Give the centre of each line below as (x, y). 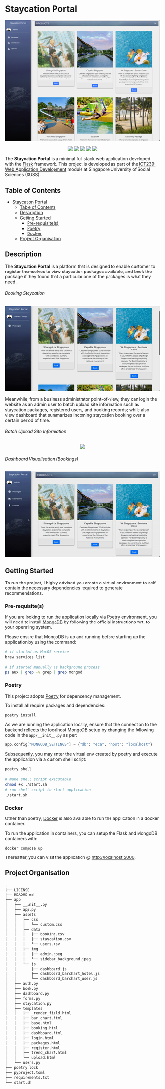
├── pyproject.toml (25, 1072)
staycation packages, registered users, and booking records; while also (77, 410)
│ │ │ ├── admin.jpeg (34, 954)
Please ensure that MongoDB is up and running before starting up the (75, 637)
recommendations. (24, 593)
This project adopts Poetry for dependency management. (63, 696)
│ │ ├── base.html (28, 1023)
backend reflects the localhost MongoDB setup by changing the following (79, 730)
